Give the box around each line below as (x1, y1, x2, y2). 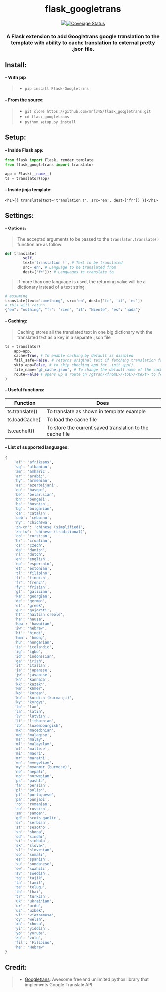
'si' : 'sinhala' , (14, 839, 50, 843)
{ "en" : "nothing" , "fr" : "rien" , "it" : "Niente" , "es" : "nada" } (5, 307, 140, 312)
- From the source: (5, 97, 44, 103)
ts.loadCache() (7, 416, 42, 423)
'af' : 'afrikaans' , (14, 459, 54, 465)
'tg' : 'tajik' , (14, 875, 45, 880)
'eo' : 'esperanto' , (14, 561, 54, 567)
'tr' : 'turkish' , (14, 894, 50, 899)
